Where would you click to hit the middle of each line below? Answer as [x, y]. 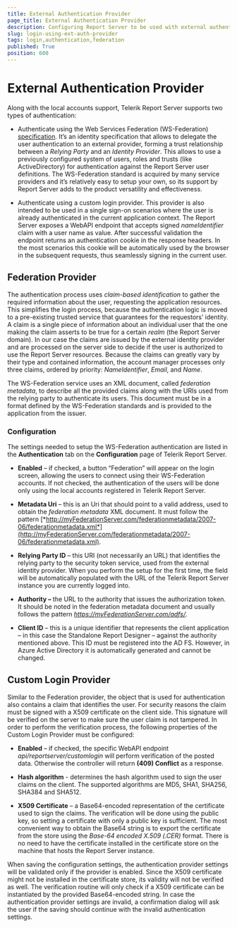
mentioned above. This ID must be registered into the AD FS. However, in [123, 643]
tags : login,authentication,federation [66, 40]
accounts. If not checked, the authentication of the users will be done [119, 483]
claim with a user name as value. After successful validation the [110, 232]
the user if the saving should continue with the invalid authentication [107, 909]
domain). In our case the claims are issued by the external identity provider [116, 339]
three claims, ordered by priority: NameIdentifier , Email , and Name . [105, 369]
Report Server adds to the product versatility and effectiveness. [110, 189]
